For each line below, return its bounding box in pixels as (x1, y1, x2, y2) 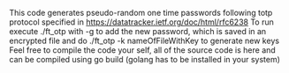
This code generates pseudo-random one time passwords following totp (9, 8, 273, 18)
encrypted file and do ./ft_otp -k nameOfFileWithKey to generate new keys (9, 35, 280, 46)
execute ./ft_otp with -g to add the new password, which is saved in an (9, 26, 267, 36)
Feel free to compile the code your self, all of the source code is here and (9, 45, 276, 55)
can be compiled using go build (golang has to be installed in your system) (9, 55, 281, 64)
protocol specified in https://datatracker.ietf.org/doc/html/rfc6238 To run (9, 17, 274, 27)
